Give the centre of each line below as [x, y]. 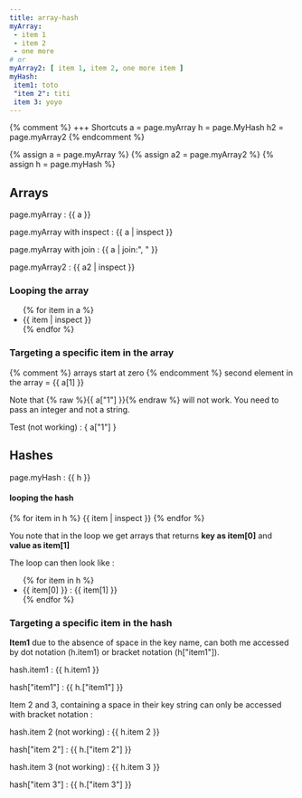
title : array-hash [44, 18]
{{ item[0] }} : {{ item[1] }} [70, 590]
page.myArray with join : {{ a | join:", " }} [84, 250]
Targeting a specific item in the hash [91, 622]
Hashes [31, 456]
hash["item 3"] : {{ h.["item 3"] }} [71, 784]
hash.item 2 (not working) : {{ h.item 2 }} [85, 732]
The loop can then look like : [62, 563]
